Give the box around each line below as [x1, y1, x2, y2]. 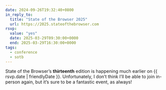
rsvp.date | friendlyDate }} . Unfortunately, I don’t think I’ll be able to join [5, 74, 155, 80]
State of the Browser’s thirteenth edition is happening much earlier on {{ [5, 68, 158, 74]
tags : [5, 45, 17, 50]
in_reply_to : [5, 12, 33, 17]
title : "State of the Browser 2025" [10, 17, 88, 22]
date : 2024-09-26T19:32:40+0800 [5, 7, 74, 13]
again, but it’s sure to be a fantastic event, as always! [21, 79, 132, 85]
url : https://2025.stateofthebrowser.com [10, 21, 99, 27]
